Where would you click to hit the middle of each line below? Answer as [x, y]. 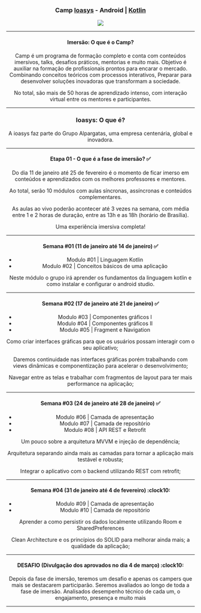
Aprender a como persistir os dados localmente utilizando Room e [100, 521]
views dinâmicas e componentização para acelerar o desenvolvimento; [100, 366]
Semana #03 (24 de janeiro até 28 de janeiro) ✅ [100, 403]
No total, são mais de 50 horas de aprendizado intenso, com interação [100, 92]
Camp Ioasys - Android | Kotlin [100, 10]
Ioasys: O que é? [100, 120]
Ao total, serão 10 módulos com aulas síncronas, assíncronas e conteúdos [100, 191]
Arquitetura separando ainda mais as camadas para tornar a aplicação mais [100, 453]
